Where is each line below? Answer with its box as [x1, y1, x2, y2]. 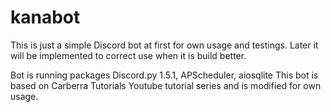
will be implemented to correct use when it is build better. [10, 49, 247, 61]
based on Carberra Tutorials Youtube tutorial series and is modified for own [10, 79, 322, 91]
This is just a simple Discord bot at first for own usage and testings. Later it [10, 39, 319, 51]
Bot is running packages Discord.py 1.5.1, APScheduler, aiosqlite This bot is [10, 69, 319, 81]
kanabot [10, 6, 81, 29]
